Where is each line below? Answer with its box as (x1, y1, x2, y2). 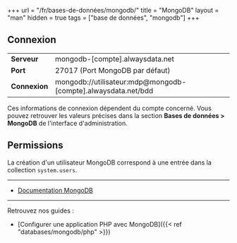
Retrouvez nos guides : (7, 206, 74, 215)
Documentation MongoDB (17, 186, 93, 194)
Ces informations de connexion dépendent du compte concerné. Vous (7, 104, 212, 112)
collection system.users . (7, 165, 78, 174)
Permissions (7, 139, 63, 151)
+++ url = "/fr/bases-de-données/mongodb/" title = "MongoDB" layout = (7, 6, 219, 14)
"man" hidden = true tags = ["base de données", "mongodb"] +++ (7, 13, 200, 22)
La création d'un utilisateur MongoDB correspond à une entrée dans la (7, 158, 212, 167)
